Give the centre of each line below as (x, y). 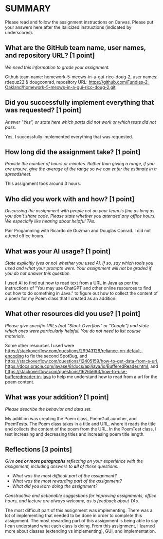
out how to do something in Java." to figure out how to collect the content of (81, 293)
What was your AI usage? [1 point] (58, 251)
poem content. (20, 382)
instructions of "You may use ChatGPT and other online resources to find (78, 288)
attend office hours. (25, 236)
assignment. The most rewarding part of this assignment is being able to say (82, 521)
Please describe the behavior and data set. (48, 409)
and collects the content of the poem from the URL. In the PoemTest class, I (81, 429)
